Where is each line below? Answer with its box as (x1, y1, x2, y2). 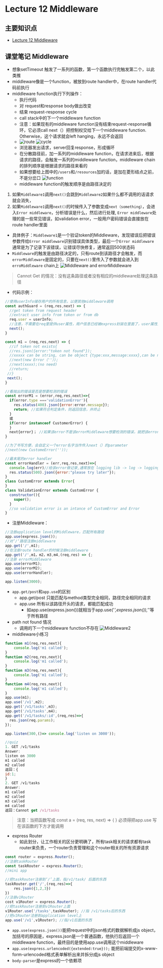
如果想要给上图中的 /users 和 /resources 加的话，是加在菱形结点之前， (19, 169, 157, 175)
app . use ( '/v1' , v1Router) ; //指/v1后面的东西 (5, 917, 92, 923)
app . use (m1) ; (5, 695, 32, 700)
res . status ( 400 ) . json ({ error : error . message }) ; (14, 402, 110, 407)
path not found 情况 (12, 619, 52, 625)
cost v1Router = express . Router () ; (5, 899, 77, 905)
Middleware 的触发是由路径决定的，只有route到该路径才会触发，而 (12, 250, 142, 256)
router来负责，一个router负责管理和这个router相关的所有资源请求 (19, 845, 149, 851)
